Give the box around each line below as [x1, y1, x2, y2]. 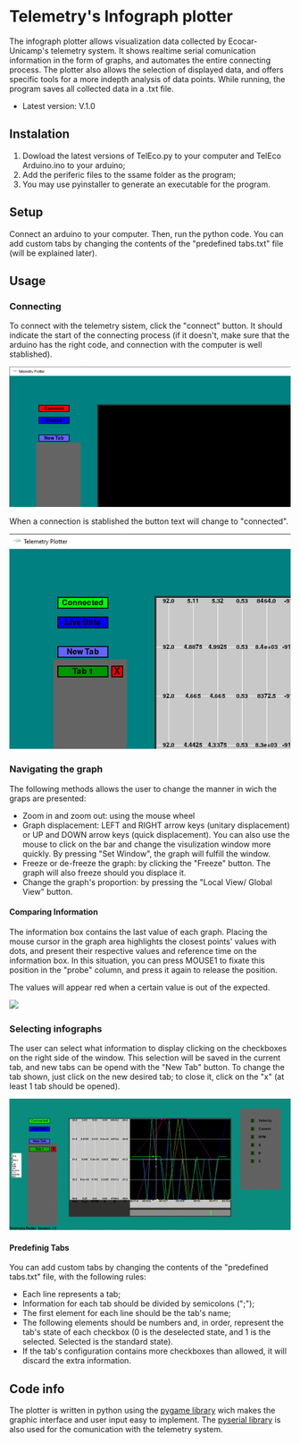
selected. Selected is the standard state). [21, 1337, 174, 1347]
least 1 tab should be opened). [9, 1081, 121, 1092]
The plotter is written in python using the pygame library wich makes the [9, 1405, 276, 1415]
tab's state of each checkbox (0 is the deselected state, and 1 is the [21, 1327, 271, 1338]
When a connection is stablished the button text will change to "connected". [9, 516, 288, 527]
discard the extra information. [21, 1355, 132, 1366]
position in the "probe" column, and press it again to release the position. [9, 964, 279, 975]
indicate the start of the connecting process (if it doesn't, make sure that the [9, 330, 290, 341]
